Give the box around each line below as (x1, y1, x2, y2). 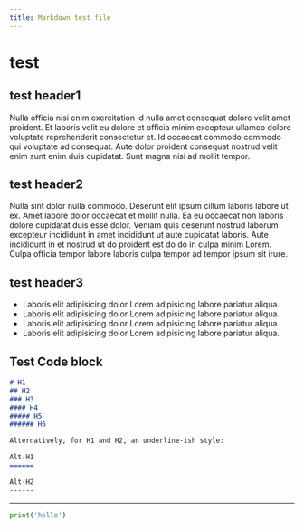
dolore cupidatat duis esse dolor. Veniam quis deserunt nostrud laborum (9, 220, 279, 231)
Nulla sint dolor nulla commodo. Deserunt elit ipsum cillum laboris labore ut (9, 201, 289, 212)
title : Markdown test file (9, 13, 111, 23)
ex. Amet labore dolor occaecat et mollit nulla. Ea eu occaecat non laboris (9, 210, 284, 222)
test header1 (9, 88, 81, 104)
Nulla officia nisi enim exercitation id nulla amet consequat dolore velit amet (9, 112, 291, 123)
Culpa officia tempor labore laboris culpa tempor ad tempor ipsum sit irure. (9, 249, 288, 260)
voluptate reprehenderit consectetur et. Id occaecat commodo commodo (9, 131, 282, 142)
